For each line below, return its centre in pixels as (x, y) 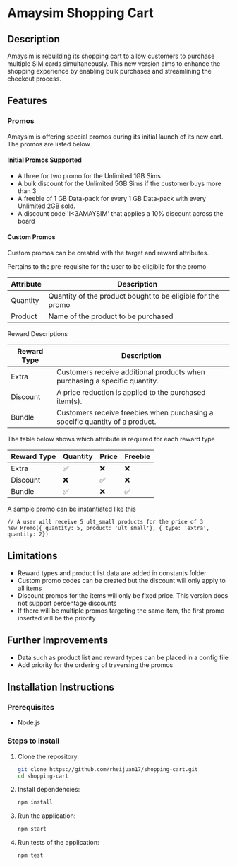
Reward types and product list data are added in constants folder (112, 573)
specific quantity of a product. (106, 422)
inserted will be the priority (57, 618)
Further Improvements (58, 641)
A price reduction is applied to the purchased (131, 393)
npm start (32, 829)
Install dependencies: (49, 790)
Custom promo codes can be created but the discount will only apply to (121, 580)
